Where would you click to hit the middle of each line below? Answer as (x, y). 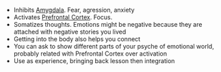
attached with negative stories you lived (70, 32)
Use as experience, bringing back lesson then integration (94, 61)
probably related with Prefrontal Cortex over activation (90, 53)
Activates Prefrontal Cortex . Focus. (63, 17)
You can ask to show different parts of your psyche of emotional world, (114, 46)
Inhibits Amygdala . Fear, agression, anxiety (74, 10)
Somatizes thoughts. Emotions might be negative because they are (108, 24)
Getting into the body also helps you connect (77, 39)
